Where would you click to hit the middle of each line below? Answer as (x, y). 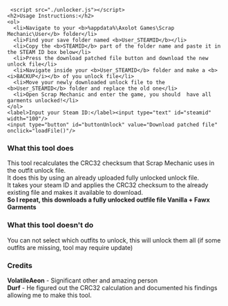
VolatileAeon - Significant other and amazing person (82, 280)
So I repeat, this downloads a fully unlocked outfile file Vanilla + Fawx (109, 200)
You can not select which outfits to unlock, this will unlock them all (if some (114, 240)
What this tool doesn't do (50, 225)
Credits (20, 265)
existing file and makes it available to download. (75, 193)
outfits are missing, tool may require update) (70, 247)
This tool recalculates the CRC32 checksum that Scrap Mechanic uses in (111, 163)
